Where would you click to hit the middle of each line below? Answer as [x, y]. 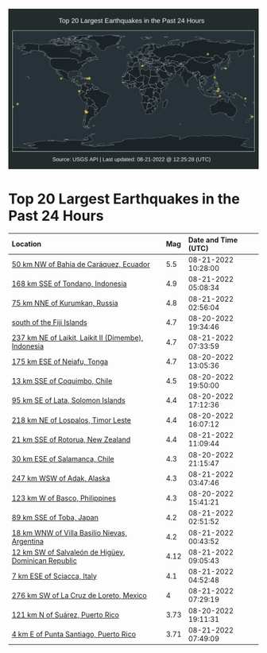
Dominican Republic [44, 560]
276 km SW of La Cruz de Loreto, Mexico [79, 595]
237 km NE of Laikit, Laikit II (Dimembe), [77, 338]
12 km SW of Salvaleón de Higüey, [68, 552]
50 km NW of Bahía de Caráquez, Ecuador [81, 264]
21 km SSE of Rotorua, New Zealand [71, 439]
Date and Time [213, 240]
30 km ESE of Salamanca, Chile [63, 459]
